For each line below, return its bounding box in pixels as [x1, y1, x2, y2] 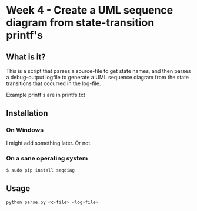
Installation [6, 108, 48, 118]
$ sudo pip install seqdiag [6, 167, 75, 173]
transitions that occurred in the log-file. [6, 80, 101, 87]
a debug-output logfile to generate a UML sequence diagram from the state [6, 74, 189, 81]
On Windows [6, 126, 44, 134]
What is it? [6, 52, 46, 62]
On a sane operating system [6, 154, 88, 162]
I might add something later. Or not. [6, 139, 92, 146]
